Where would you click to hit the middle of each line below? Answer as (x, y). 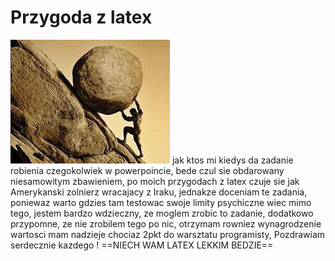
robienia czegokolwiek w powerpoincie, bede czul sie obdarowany (147, 170)
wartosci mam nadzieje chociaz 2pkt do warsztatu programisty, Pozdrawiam (168, 234)
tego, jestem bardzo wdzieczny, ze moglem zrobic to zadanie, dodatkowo (162, 213)
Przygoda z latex (81, 17)
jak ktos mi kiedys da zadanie (232, 160)
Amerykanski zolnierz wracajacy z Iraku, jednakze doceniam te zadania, (159, 192)
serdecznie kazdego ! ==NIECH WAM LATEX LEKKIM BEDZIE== (142, 245)
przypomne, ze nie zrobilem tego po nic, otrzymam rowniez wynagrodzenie (166, 223)
